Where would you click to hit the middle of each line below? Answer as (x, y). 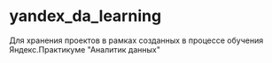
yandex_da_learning (85, 16)
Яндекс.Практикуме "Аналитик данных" (85, 49)
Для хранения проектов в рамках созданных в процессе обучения (136, 40)
